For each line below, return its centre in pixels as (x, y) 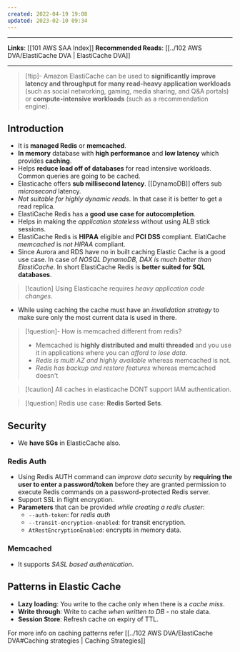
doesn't (47, 376)
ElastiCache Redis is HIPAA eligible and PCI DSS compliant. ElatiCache (122, 237)
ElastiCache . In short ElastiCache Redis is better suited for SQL (111, 267)
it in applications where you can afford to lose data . (111, 353)
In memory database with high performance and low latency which (118, 154)
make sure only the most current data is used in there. (97, 318)
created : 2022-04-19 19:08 (47, 14)
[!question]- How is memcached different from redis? (103, 331)
